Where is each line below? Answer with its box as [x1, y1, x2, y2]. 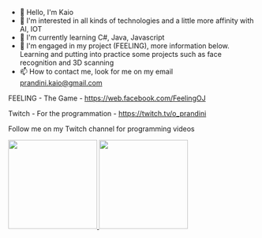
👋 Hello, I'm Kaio [19, 8, 73, 17]
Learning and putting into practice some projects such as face [19, 50, 223, 59]
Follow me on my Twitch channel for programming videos [8, 124, 195, 134]
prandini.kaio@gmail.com [19, 78, 103, 87]
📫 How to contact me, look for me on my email [19, 67, 174, 76]
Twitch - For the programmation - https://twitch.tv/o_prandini [8, 109, 207, 118]
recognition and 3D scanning [19, 58, 114, 67]
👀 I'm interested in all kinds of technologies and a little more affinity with [19, 16, 254, 25]
